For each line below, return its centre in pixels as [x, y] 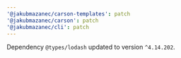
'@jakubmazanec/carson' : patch [53, 21]
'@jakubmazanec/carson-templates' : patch [69, 14]
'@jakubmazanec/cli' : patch [48, 27]
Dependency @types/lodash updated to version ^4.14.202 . [91, 47]
